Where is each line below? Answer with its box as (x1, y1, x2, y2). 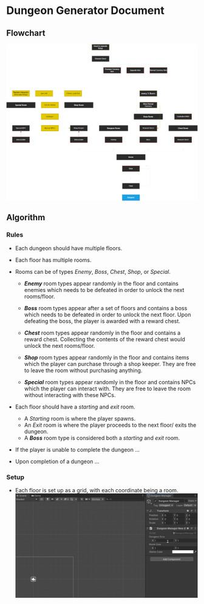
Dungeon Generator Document (6, 4, 165, 18)
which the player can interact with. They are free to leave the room (24, 385, 191, 392)
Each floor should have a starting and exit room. (15, 403, 135, 410)
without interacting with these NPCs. (24, 391, 116, 398)
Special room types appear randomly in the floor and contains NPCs (24, 378, 196, 385)
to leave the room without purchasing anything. (24, 367, 143, 374)
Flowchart (6, 28, 46, 38)
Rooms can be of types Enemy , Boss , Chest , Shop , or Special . (15, 268, 171, 275)
